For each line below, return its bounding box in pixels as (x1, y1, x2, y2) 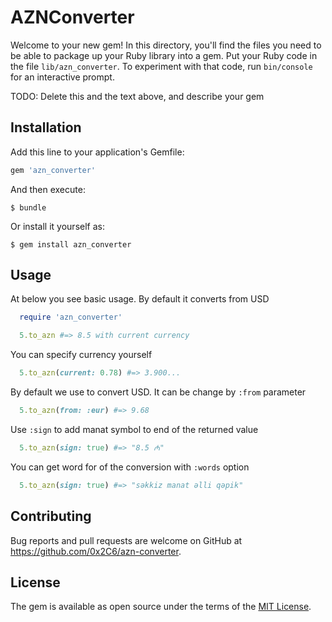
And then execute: (10, 183, 86, 195)
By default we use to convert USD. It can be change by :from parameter (10, 386, 307, 398)
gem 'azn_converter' (10, 165, 97, 175)
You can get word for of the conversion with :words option (10, 461, 250, 473)
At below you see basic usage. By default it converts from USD (10, 293, 270, 305)
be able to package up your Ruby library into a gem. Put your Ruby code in (10, 49, 318, 61)
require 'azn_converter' (19, 312, 123, 323)
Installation (10, 119, 82, 136)
